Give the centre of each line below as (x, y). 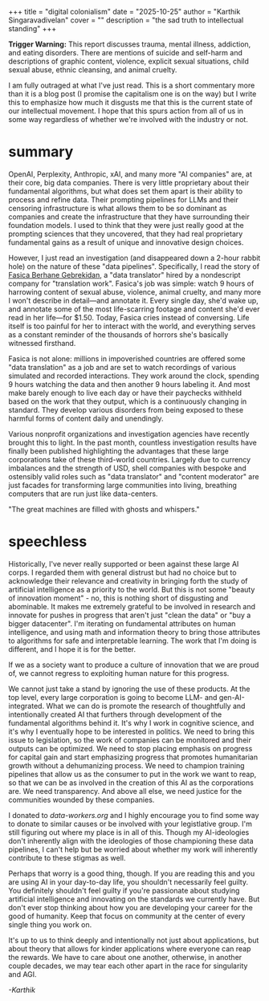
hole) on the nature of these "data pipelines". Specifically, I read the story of (134, 266)
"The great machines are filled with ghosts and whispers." (104, 509)
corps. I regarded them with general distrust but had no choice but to (122, 572)
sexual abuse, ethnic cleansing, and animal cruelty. (93, 70)
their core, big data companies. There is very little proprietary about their (129, 182)
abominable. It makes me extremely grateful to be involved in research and (132, 606)
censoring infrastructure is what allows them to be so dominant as (118, 208)
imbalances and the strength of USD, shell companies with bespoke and (127, 468)
